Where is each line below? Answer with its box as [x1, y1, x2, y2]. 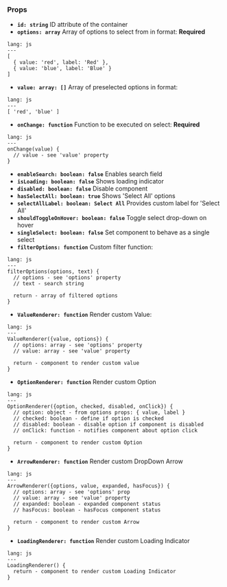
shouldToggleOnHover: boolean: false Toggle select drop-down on [16, 214, 207, 222]
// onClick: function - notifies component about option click [13, 428, 198, 434]
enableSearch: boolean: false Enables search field [16, 170, 163, 178]
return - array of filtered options [13, 292, 118, 300]
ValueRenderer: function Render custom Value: [16, 311, 152, 319]
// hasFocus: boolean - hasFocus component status [13, 507, 161, 513]
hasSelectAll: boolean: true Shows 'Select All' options [16, 192, 176, 200]
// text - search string [13, 280, 84, 287]
